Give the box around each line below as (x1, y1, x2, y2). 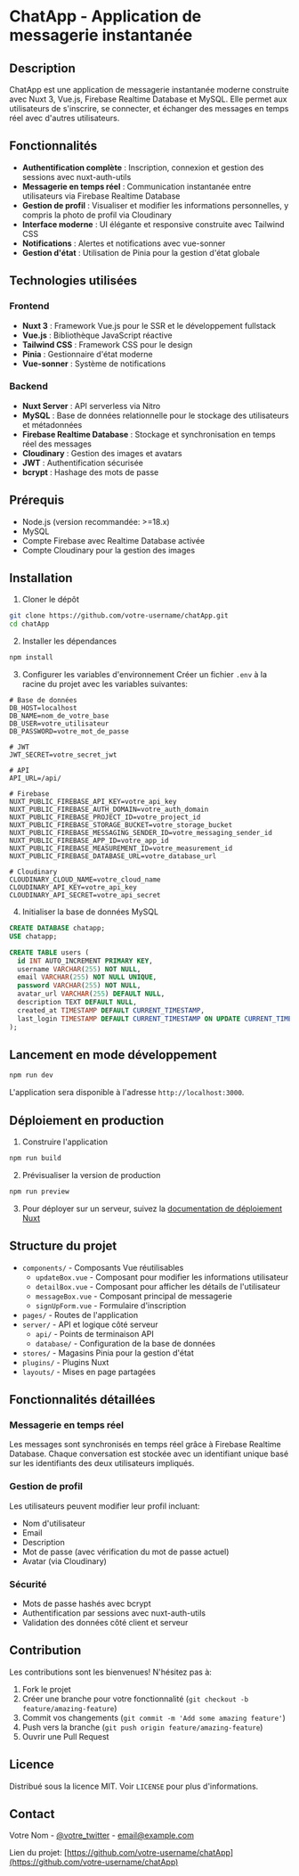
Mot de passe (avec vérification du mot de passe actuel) (21, 1546, 230, 1557)
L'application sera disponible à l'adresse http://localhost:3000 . (9, 1087, 245, 1098)
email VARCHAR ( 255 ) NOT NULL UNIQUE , (17, 973, 158, 982)
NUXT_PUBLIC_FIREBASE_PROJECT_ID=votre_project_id (9, 813, 201, 822)
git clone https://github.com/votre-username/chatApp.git (9, 611, 229, 620)
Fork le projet (21, 1683, 71, 1694)
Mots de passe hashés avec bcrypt (21, 1598, 151, 1609)
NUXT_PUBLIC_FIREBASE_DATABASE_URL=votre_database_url (9, 852, 217, 861)
